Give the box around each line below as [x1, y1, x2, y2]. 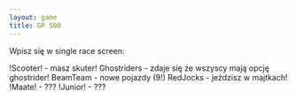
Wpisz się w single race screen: [9, 45, 126, 56]
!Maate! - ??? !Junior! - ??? [9, 81, 106, 92]
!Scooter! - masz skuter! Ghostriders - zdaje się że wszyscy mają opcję [9, 63, 270, 73]
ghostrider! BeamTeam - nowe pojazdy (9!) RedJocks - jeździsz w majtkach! [9, 72, 288, 82]
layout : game [9, 12, 58, 22]
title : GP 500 [9, 21, 62, 30]
